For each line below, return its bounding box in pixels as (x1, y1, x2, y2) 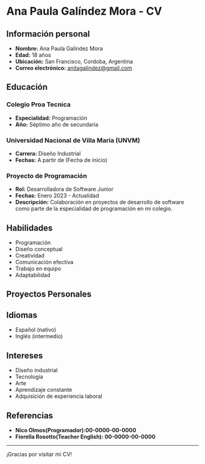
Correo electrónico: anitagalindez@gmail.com (15, 64, 132, 72)
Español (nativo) (15, 326, 57, 334)
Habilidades (6, 223, 53, 233)
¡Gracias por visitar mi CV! (6, 451, 72, 458)
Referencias (6, 410, 54, 421)
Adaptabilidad (15, 271, 51, 279)
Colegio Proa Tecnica (6, 100, 71, 109)
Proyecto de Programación (6, 171, 87, 180)
